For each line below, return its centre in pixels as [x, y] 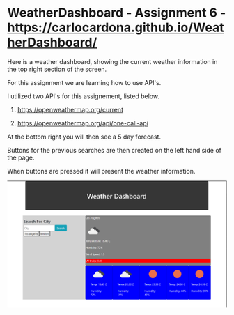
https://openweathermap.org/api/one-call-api [83, 123]
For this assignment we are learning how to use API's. [84, 82]
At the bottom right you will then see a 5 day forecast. [84, 137]
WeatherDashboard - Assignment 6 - [117, 13]
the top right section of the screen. [57, 69]
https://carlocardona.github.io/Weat [116, 28]
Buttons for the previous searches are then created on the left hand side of [114, 150]
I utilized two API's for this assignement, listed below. [84, 96]
